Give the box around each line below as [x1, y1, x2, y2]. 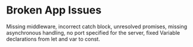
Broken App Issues [6, 4, 102, 17]
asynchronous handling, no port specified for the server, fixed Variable [6, 29, 180, 36]
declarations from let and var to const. [6, 35, 100, 42]
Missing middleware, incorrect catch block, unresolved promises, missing [6, 23, 188, 30]
